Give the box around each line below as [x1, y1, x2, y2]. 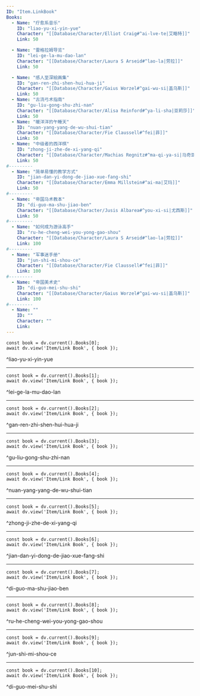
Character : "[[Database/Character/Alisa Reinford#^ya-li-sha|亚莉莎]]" [17, 108, 196, 114]
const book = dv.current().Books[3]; [6, 438, 100, 444]
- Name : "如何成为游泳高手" [11, 224, 74, 230]
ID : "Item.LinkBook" [6, 8, 58, 15]
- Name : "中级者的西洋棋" [11, 141, 70, 147]
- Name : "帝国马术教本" [11, 196, 65, 202]
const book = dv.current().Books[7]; [6, 569, 100, 575]
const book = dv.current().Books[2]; [6, 405, 100, 411]
